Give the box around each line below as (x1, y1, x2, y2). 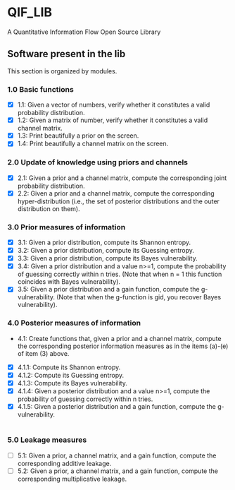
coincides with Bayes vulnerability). (17, 277, 121, 286)
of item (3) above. (17, 349, 70, 357)
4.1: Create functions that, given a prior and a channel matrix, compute (17, 334, 222, 342)
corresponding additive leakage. (17, 459, 112, 467)
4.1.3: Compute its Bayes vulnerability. (17, 378, 128, 387)
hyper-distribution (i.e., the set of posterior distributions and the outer (17, 197, 220, 205)
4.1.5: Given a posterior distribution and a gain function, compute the (17, 402, 216, 410)
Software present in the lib (7, 48, 126, 60)
